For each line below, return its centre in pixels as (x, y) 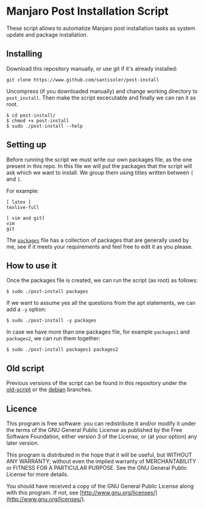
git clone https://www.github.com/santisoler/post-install (83, 80)
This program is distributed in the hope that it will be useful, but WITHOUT (99, 455)
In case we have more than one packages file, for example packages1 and (98, 332)
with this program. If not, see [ (44, 493)
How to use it (32, 265)
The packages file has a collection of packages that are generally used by (98, 240)
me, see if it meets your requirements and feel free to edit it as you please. (100, 246)
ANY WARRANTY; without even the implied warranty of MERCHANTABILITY (101, 461)
